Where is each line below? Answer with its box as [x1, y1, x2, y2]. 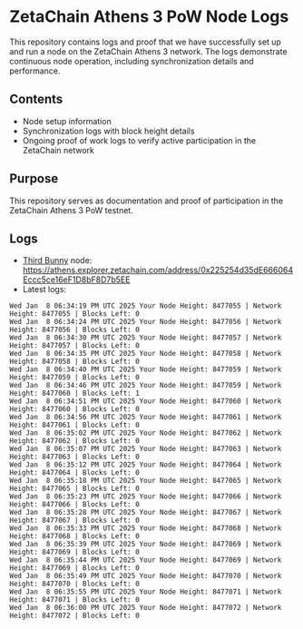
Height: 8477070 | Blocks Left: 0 [9, 579, 141, 589]
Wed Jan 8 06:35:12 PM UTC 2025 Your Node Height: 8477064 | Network [9, 460, 282, 469]
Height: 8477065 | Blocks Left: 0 [9, 484, 141, 494]
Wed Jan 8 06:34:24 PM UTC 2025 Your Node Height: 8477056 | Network [9, 318, 282, 327]
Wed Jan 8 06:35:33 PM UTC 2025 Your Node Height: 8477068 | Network [9, 524, 282, 533]
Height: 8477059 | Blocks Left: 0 [9, 373, 141, 382]
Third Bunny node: [22, 255, 93, 266]
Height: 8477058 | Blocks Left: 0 [9, 357, 141, 367]
